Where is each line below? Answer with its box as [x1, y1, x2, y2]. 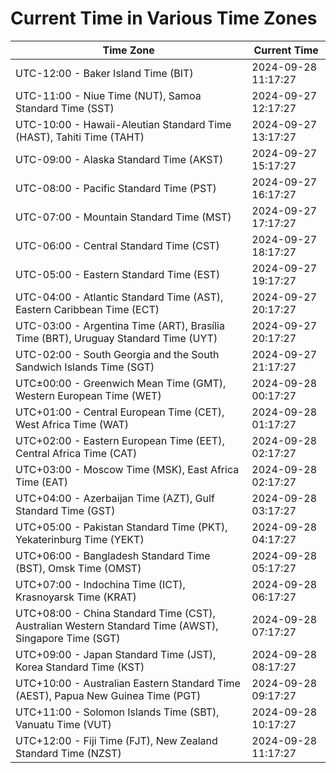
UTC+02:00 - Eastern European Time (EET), [15, 433, 225, 447]
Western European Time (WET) [15, 388, 162, 402]
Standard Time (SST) [15, 101, 115, 115]
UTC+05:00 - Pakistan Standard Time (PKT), [15, 520, 228, 534]
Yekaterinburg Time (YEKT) [15, 532, 145, 546]
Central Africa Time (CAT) [15, 446, 138, 460]
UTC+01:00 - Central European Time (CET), [15, 405, 225, 419]
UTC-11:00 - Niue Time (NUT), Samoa [15, 88, 202, 102]
